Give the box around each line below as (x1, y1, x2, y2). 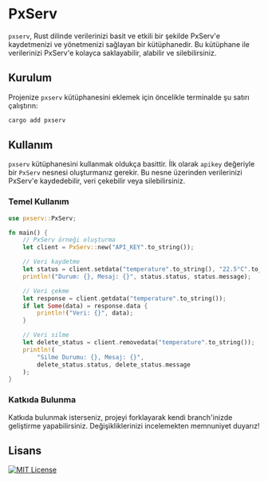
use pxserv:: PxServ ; (8, 214, 77, 222)
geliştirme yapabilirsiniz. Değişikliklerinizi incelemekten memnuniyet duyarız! (8, 421, 260, 430)
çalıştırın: (8, 100, 38, 110)
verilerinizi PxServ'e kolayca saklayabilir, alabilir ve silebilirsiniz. (8, 48, 217, 57)
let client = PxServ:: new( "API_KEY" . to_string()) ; (22, 244, 195, 252)
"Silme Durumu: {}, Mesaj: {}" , (37, 353, 145, 361)
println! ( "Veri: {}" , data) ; (37, 309, 134, 317)
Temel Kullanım (8, 196, 69, 207)
